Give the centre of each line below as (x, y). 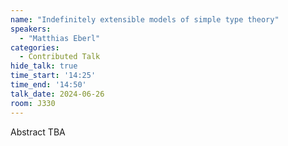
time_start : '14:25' (53, 76)
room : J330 (33, 103)
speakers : (31, 29)
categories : (35, 47)
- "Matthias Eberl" (60, 38)
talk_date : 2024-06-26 (57, 94)
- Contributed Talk (60, 57)
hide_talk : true (44, 66)
